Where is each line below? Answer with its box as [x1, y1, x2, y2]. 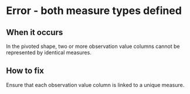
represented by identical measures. [6, 49, 92, 56]
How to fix [6, 66, 44, 76]
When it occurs [6, 27, 63, 37]
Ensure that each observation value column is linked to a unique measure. [6, 81, 185, 88]
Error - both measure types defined [6, 4, 182, 18]
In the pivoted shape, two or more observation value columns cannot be [6, 43, 180, 50]
